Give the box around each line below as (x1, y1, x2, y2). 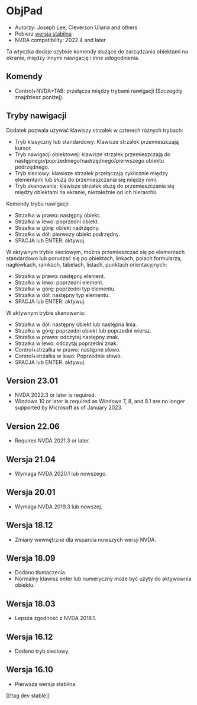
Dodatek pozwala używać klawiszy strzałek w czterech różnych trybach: (6, 127, 183, 134)
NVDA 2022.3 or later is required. (14, 391, 96, 399)
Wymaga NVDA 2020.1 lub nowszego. (14, 470, 108, 477)
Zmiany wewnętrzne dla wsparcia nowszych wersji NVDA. (14, 536, 157, 543)
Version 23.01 (6, 375, 58, 385)
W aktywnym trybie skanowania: (6, 309, 86, 316)
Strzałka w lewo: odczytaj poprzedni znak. (14, 340, 118, 347)
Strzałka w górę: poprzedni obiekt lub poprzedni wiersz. (14, 327, 152, 334)
